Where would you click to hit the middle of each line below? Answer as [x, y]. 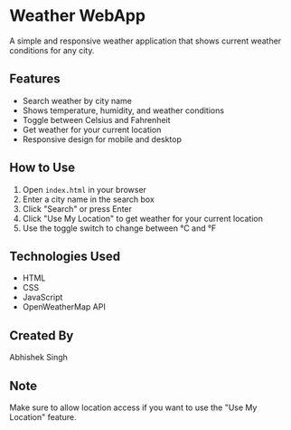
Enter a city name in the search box [89, 199]
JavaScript [42, 297]
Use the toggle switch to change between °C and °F [119, 228]
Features [35, 79]
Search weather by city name [77, 100]
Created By [42, 335]
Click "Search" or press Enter [77, 208]
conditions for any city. [52, 50]
